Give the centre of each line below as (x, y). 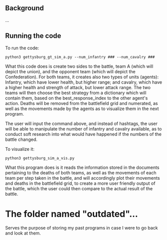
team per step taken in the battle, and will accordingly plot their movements (83, 178)
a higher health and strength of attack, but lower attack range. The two (78, 87)
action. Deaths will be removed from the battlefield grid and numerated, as (82, 103)
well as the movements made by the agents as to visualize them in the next (82, 109)
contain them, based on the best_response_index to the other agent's (77, 98)
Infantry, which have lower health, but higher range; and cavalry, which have (84, 82)
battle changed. (21, 139)
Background (24, 8)
